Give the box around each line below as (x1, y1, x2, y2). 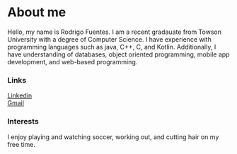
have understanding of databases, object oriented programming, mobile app (7, 50, 230, 59)
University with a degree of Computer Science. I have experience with (7, 35, 212, 43)
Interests (7, 117, 39, 126)
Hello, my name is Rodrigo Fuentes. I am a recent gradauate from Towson (7, 28, 221, 36)
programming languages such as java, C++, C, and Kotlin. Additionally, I (7, 42, 216, 51)
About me (7, 4, 67, 20)
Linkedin (7, 91, 33, 100)
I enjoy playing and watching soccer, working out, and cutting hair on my (7, 132, 219, 141)
